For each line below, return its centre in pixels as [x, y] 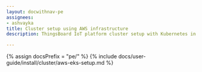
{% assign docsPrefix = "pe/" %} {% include [62, 56]
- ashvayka [20, 23]
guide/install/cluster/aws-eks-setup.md [55, 63]
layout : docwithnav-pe [35, 12]
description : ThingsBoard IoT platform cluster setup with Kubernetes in [101, 34]
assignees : [20, 17]
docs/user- [132, 56]
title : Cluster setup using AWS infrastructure [67, 28]
